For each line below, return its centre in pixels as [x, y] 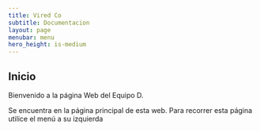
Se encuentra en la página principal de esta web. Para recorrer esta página [130, 110]
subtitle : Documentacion [49, 23]
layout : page [30, 30]
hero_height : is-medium [47, 45]
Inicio [22, 76]
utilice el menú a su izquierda [56, 118]
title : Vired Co [35, 15]
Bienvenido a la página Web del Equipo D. [76, 95]
